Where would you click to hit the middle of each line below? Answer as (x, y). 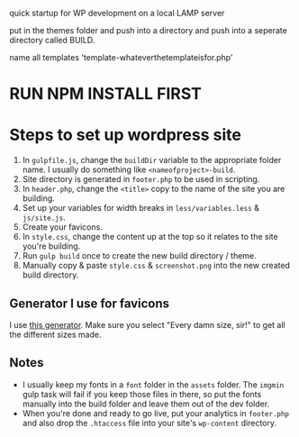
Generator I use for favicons (89, 303)
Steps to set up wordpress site (125, 135)
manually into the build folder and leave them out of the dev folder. (146, 404)
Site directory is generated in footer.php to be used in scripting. (141, 179)
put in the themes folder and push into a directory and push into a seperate (149, 30)
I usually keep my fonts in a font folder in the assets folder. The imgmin (153, 384)
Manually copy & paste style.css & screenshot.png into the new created (156, 266)
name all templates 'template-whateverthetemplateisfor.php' (121, 57)
